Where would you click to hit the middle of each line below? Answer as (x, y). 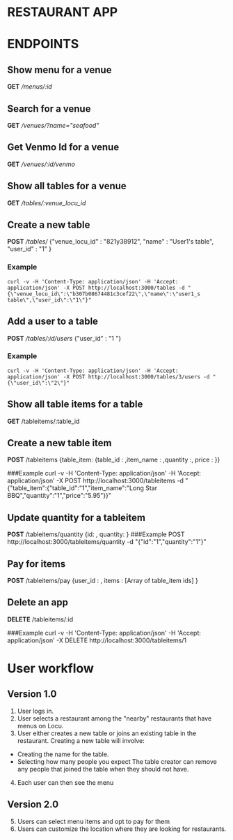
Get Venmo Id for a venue (63, 147)
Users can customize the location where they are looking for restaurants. (122, 829)
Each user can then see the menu (65, 782)
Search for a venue (49, 109)
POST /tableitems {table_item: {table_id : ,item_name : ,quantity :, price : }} (114, 460)
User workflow (50, 669)
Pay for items (37, 564)
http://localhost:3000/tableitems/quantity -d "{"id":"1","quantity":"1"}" (107, 542)
